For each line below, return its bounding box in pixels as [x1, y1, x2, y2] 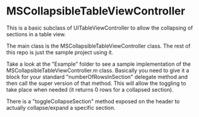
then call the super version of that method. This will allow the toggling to [6, 80, 186, 87]
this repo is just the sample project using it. [6, 48, 114, 55]
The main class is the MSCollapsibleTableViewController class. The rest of [6, 42, 191, 49]
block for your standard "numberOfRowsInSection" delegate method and [6, 73, 188, 80]
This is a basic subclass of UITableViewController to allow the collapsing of [6, 24, 194, 31]
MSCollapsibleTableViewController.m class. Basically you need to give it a [6, 66, 189, 74]
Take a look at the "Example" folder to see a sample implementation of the [6, 60, 191, 68]
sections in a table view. [6, 30, 67, 37]
